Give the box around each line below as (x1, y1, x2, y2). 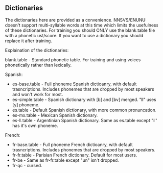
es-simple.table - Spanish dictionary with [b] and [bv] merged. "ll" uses (12, 97, 157, 102)
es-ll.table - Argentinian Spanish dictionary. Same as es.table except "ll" (12, 117, 158, 123)
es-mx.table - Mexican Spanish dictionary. (12, 112, 98, 118)
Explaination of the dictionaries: (5, 47, 69, 53)
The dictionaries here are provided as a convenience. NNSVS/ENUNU (5, 17, 146, 23)
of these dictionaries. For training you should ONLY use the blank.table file (5, 27, 155, 33)
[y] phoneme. (12, 101, 40, 107)
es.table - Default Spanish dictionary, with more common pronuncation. (12, 107, 157, 113)
